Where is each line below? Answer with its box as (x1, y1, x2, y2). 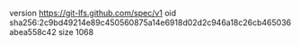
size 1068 (57, 27, 94, 37)
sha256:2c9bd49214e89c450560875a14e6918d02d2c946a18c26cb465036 (9, 17, 292, 28)
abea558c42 (9, 27, 57, 37)
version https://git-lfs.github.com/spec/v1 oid (9, 8, 177, 18)
